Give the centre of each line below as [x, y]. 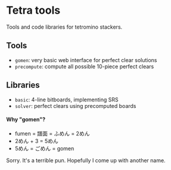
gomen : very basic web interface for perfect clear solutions [86, 60]
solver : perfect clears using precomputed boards [75, 106]
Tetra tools [33, 10]
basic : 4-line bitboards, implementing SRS [66, 100]
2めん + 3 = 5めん [36, 141]
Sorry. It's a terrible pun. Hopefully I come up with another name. [86, 160]
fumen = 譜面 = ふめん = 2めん [52, 133]
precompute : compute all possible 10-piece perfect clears [84, 66]
